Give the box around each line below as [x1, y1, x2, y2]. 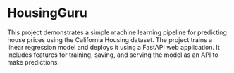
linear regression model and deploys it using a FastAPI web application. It [7, 43, 220, 51]
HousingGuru [7, 5, 88, 21]
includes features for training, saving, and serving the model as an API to [7, 51, 218, 59]
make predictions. [7, 58, 60, 66]
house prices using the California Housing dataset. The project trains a [7, 35, 213, 44]
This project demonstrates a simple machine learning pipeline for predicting [7, 28, 228, 36]
